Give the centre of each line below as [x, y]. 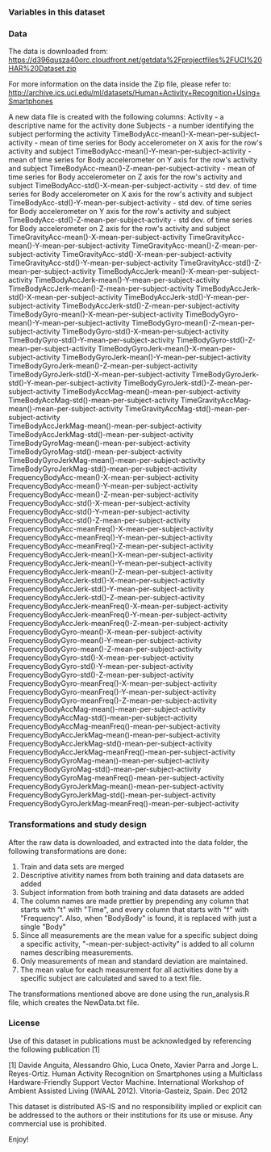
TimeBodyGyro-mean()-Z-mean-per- [194, 323]
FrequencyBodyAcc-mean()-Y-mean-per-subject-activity [103, 486]
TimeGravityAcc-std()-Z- [221, 263]
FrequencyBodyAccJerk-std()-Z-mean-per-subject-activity [107, 598]
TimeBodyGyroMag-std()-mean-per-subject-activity [96, 452]
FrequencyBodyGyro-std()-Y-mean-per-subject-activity [101, 666]
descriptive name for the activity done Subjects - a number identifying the [131, 126]
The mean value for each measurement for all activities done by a [129, 969]
